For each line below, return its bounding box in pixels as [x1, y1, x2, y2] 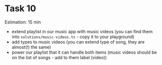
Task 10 [4, 3, 36, 14]
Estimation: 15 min [4, 19, 41, 25]
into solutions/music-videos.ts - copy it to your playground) [11, 34, 135, 40]
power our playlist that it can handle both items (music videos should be [11, 49, 157, 55]
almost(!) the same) [11, 44, 51, 50]
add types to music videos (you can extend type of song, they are [11, 39, 145, 44]
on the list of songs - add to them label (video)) [11, 54, 107, 60]
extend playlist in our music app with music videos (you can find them [11, 28, 153, 34]
